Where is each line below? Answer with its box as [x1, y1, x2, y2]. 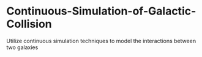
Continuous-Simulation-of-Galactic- [6, 4, 196, 18]
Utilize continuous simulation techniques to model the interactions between [6, 37, 196, 44]
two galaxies [6, 44, 39, 51]
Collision [6, 17, 52, 31]
